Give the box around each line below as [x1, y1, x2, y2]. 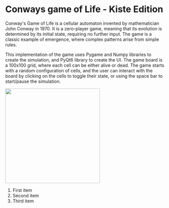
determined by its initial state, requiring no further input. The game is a [5, 31, 152, 37]
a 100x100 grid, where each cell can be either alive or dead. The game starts [5, 62, 164, 68]
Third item [12, 198, 34, 204]
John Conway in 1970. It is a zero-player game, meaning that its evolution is [5, 25, 162, 31]
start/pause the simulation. [5, 78, 61, 84]
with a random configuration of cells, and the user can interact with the [5, 67, 153, 74]
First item [12, 187, 32, 193]
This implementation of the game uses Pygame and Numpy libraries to [5, 51, 151, 58]
